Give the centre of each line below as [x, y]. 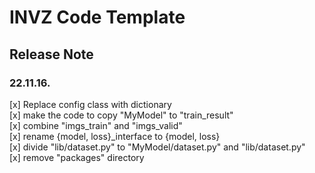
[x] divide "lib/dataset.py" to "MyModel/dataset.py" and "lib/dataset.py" [157, 147]
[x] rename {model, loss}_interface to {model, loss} [115, 136]
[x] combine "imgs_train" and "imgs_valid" [96, 125]
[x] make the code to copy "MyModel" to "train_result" [121, 115]
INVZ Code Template [97, 17]
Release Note [51, 54]
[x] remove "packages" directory [77, 157]
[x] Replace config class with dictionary [90, 104]
